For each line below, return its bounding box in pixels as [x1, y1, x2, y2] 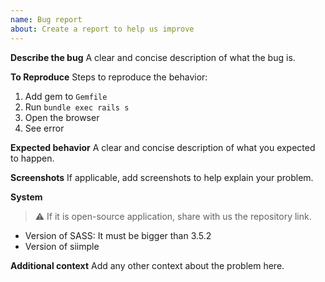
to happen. [10, 152, 55, 164]
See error [24, 122, 65, 134]
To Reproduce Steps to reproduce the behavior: [10, 71, 208, 83]
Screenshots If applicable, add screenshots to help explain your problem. [10, 171, 314, 183]
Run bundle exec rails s [24, 101, 130, 113]
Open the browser [24, 111, 100, 123]
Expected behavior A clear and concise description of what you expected [10, 141, 316, 153]
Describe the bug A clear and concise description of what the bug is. [10, 51, 296, 63]
